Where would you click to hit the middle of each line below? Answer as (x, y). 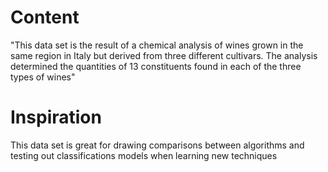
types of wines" (43, 77)
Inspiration (56, 117)
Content (45, 17)
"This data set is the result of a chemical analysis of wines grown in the (157, 45)
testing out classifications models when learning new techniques (144, 155)
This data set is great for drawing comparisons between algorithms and (157, 145)
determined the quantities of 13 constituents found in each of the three (156, 66)
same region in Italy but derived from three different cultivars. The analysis (164, 55)
